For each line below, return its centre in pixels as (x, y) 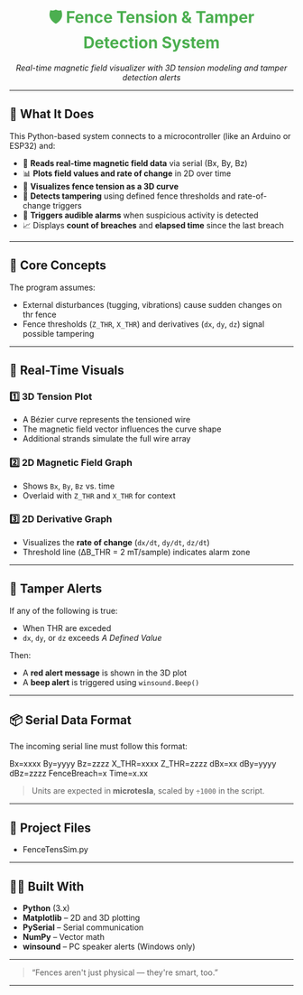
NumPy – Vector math (64, 937)
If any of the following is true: (64, 610)
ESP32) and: (32, 145)
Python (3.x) (46, 908)
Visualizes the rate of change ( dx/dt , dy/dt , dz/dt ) (116, 542)
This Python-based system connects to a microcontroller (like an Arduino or (150, 135)
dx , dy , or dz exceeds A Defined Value (92, 637)
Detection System (151, 43)
